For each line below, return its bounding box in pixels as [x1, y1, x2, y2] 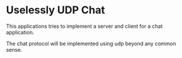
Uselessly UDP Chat [6, 3, 105, 17]
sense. [6, 46, 22, 53]
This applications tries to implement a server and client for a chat [6, 23, 163, 30]
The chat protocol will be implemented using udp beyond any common [6, 40, 177, 47]
